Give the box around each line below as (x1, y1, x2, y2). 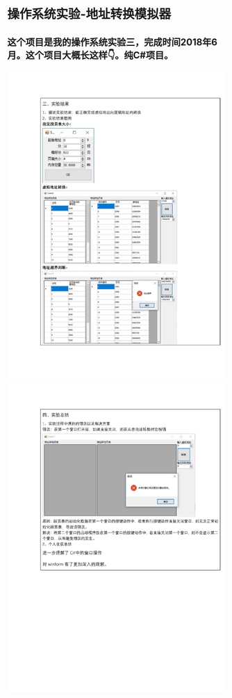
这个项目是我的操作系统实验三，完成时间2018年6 (7, 36, 217, 48)
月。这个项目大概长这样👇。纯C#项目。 (7, 49, 174, 61)
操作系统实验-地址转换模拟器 (7, 6, 172, 22)
